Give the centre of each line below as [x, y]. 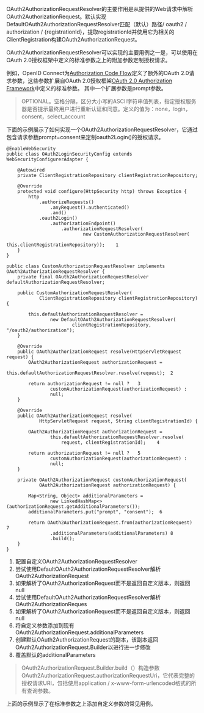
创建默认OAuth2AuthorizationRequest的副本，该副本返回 [87, 639]
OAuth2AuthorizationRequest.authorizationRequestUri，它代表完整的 [108, 675]
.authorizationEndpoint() [83, 223]
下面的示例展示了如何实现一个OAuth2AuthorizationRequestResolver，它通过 [102, 129]
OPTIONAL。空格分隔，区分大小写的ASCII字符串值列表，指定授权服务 [109, 101]
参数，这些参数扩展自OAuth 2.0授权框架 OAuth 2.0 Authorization [92, 81]
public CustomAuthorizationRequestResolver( [75, 293]
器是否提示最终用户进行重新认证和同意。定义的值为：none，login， [106, 109]
